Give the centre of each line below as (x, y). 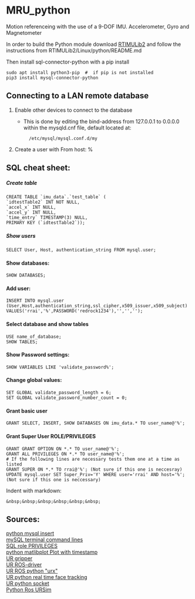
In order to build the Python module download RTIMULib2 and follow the (93, 44)
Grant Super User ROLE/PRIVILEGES (51, 436)
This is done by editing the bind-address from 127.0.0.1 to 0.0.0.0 (101, 121)
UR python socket (28, 584)
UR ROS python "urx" (32, 571)
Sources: (23, 519)
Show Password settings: (38, 355)
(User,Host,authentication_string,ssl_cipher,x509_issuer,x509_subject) (97, 306)
